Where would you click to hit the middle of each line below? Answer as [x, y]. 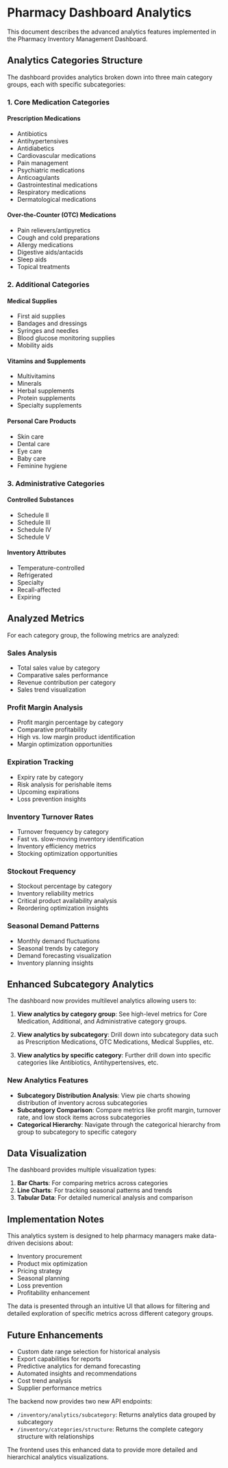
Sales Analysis [32, 653]
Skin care [30, 436]
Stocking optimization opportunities [67, 853]
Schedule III [34, 522]
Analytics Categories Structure [75, 61]
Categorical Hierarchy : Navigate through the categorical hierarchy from [119, 1124]
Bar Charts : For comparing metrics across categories [92, 1183]
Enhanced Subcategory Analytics [80, 984]
